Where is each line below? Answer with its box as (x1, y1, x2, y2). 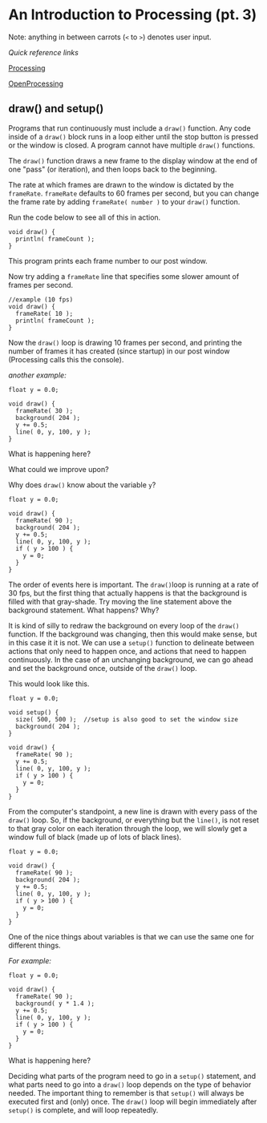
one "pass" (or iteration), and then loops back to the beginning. (8, 164, 217, 174)
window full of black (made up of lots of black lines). (8, 832, 182, 842)
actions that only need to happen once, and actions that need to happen (8, 646, 247, 656)
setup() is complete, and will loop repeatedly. (8, 1105, 159, 1115)
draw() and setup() (8, 102, 104, 115)
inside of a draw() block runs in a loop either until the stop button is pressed (8, 131, 259, 141)
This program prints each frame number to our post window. (8, 256, 208, 265)
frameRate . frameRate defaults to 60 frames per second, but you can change (8, 188, 259, 198)
